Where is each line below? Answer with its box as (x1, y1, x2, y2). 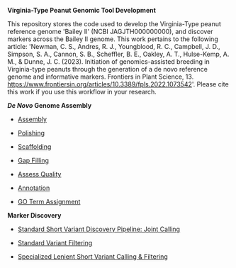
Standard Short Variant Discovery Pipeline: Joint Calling (17, 225, 181, 233)
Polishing (17, 129, 45, 137)
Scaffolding (17, 143, 52, 151)
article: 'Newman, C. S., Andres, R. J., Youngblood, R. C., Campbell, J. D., (7, 43, 220, 50)
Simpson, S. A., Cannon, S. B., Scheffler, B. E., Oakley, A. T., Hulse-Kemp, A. (7, 50, 230, 58)
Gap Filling (17, 156, 50, 164)
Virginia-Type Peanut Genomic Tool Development (7, 6, 156, 14)
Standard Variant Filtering (17, 239, 93, 247)
